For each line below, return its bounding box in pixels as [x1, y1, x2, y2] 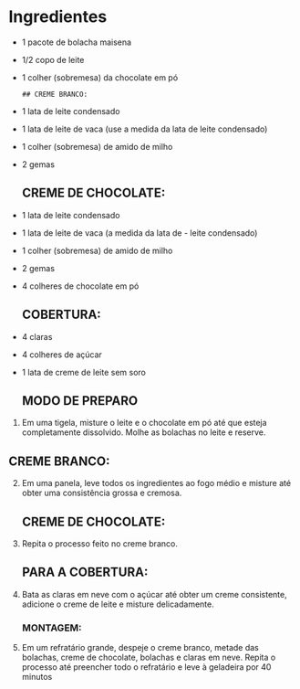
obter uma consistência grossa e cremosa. [21, 487, 182, 499]
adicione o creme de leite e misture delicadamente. [21, 599, 215, 609]
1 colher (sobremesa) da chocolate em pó [21, 71, 179, 83]
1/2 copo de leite [21, 54, 85, 65]
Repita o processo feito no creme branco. [21, 538, 179, 549]
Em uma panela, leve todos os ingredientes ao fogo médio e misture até [21, 478, 292, 489]
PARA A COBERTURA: [21, 565, 149, 580]
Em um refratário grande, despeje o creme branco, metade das [21, 642, 259, 653]
